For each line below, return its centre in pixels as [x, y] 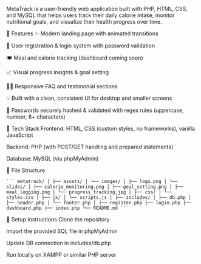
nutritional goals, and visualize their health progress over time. [84, 22]
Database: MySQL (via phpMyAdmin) [53, 158]
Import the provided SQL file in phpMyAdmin [62, 231]
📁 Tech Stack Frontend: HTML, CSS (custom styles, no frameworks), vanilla [101, 128]
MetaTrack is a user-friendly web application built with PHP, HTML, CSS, [97, 9]
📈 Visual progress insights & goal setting [58, 72]
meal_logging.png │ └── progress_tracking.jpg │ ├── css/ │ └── [89, 192]
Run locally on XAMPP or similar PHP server [61, 255]
